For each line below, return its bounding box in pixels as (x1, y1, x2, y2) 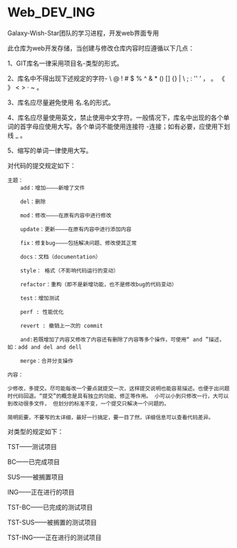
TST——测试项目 (7, 442, 57, 450)
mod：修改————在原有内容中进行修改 (20, 211, 112, 219)
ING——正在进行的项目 (7, 488, 75, 496)
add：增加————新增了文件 (20, 184, 85, 191)
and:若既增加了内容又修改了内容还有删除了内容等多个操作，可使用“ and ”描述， (20, 336, 225, 343)
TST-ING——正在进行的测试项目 (7, 533, 102, 542)
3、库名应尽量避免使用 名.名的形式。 (7, 98, 115, 107)
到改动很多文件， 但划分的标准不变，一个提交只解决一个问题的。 (7, 400, 169, 407)
